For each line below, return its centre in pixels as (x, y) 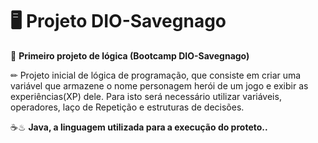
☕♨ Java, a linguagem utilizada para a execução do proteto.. (139, 127)
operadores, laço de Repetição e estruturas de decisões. (127, 107)
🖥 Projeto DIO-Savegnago (118, 21)
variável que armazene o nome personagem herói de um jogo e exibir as (159, 85)
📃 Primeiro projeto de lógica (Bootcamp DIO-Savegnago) (130, 55)
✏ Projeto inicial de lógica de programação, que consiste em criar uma (156, 75)
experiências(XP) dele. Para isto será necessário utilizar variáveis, (146, 96)
